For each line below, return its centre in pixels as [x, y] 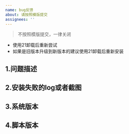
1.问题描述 [21, 69]
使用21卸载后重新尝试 [35, 45]
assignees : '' [20, 19]
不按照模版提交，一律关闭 [44, 34]
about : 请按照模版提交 [27, 15]
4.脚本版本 [22, 125]
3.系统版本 [22, 106]
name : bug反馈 [19, 10]
